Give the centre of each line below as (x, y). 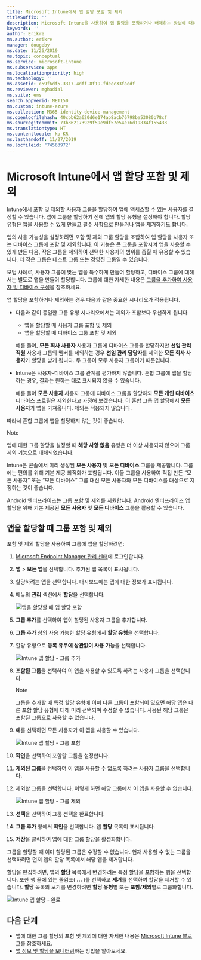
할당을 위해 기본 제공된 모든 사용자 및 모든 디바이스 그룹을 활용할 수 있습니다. (95, 507)
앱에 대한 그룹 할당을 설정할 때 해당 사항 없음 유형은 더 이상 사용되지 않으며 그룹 (98, 445)
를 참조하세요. (36, 944)
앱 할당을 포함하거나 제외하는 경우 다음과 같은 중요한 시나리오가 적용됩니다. (94, 299)
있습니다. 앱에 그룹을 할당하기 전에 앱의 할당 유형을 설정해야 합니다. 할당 (108, 216)
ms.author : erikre (30, 39)
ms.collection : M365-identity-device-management (68, 112)
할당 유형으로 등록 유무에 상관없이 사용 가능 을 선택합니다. (81, 646)
